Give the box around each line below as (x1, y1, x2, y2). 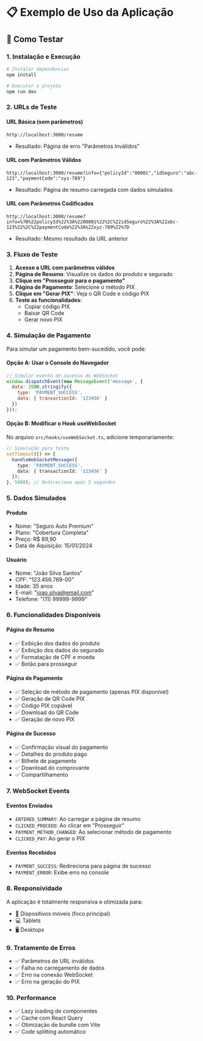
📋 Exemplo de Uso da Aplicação (6, 5, 174, 20)
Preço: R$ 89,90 (15, 536, 57, 543)
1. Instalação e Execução (6, 52, 81, 60)
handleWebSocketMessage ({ (12, 456, 78, 462)
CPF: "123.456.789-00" (15, 576, 74, 583)
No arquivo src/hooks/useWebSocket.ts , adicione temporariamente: (6, 434, 174, 441)
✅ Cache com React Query (15, 1014, 84, 1021)
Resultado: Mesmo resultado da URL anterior (15, 235, 128, 242)
